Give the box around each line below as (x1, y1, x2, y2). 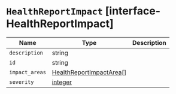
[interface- (105, 4, 160, 18)
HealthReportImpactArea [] (51, 68, 127, 76)
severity (9, 78, 34, 85)
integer (51, 78, 72, 86)
